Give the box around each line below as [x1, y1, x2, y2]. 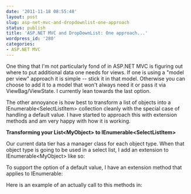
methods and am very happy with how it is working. [6, 117, 131, 124]
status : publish [6, 25, 46, 31]
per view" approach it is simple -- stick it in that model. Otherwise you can [6, 75, 186, 82]
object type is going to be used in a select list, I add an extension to [6, 146, 169, 153]
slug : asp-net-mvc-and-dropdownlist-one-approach [6, 19, 130, 25]
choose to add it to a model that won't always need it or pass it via [6, 81, 166, 88]
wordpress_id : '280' [6, 36, 57, 41]
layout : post [6, 14, 38, 20]
